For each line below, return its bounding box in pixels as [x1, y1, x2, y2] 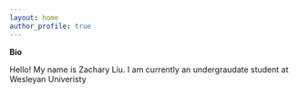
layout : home [9, 13, 59, 23]
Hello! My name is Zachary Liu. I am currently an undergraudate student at [9, 64, 289, 75]
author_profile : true [9, 22, 92, 31]
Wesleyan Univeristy [9, 73, 87, 84]
